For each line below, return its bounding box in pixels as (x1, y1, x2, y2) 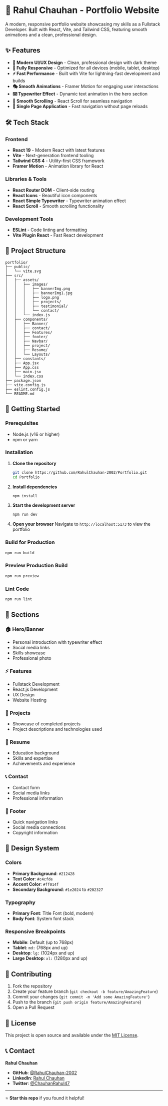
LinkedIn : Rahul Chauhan (12, 1075, 65, 1081)
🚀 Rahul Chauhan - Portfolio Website (5, 5, 159, 16)
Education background (12, 750, 59, 756)
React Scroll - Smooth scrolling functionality (12, 203, 104, 209)
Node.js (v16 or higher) (12, 431, 60, 437)
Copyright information (12, 830, 58, 836)
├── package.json (5, 378, 41, 383)
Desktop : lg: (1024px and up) (12, 950, 75, 956)
